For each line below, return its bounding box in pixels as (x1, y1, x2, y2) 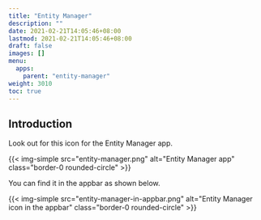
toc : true (8, 87, 42, 95)
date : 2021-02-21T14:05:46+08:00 (8, 27, 122, 35)
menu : (8, 57, 27, 66)
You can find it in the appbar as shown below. (8, 179, 160, 188)
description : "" (8, 19, 63, 27)
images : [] (8, 49, 45, 57)
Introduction (8, 116, 73, 130)
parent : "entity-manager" (23, 72, 111, 80)
